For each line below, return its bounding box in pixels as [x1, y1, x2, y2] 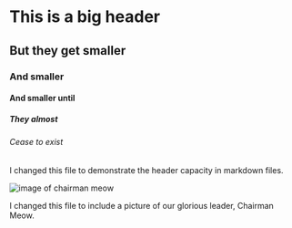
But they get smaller [9, 43, 126, 58]
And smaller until [9, 93, 76, 104]
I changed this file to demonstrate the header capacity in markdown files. [9, 164, 284, 175]
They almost [9, 113, 58, 124]
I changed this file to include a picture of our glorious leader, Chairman [9, 200, 275, 211]
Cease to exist [9, 137, 64, 148]
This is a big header [9, 6, 161, 27]
